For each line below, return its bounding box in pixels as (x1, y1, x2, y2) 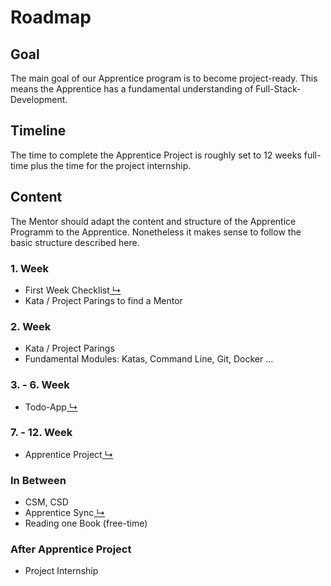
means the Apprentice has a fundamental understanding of (10, 83, 254, 95)
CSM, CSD (24, 496, 69, 508)
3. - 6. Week (10, 378, 70, 392)
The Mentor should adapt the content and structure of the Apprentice (10, 215, 297, 227)
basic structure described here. (10, 236, 140, 248)
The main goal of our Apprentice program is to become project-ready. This (10, 72, 318, 84)
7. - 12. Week (10, 426, 73, 440)
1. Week (10, 261, 50, 275)
